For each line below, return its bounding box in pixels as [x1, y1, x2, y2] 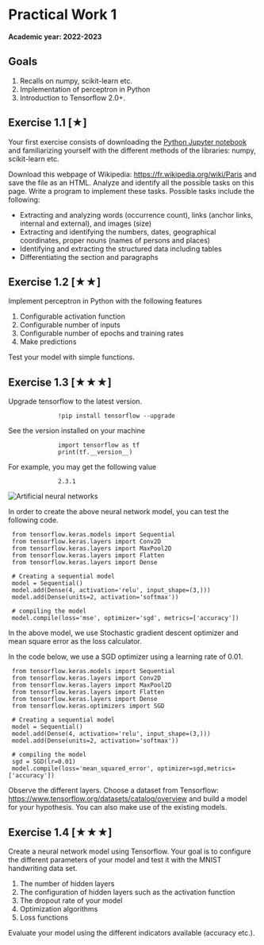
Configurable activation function [19, 312, 125, 321]
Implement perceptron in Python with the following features [8, 296, 202, 306]
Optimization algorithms [19, 904, 98, 913]
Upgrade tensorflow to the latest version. [8, 397, 143, 406]
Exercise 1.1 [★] [8, 116, 87, 130]
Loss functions [19, 912, 69, 922]
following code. [8, 515, 59, 525]
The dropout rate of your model [19, 896, 123, 905]
